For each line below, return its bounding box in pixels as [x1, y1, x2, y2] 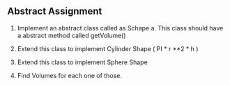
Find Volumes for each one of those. [17, 71, 122, 79]
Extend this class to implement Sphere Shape [17, 58, 148, 66]
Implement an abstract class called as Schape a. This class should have [17, 23, 224, 32]
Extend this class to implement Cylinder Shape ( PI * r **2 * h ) [17, 44, 199, 53]
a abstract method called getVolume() [17, 31, 127, 39]
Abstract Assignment [7, 6, 102, 17]
